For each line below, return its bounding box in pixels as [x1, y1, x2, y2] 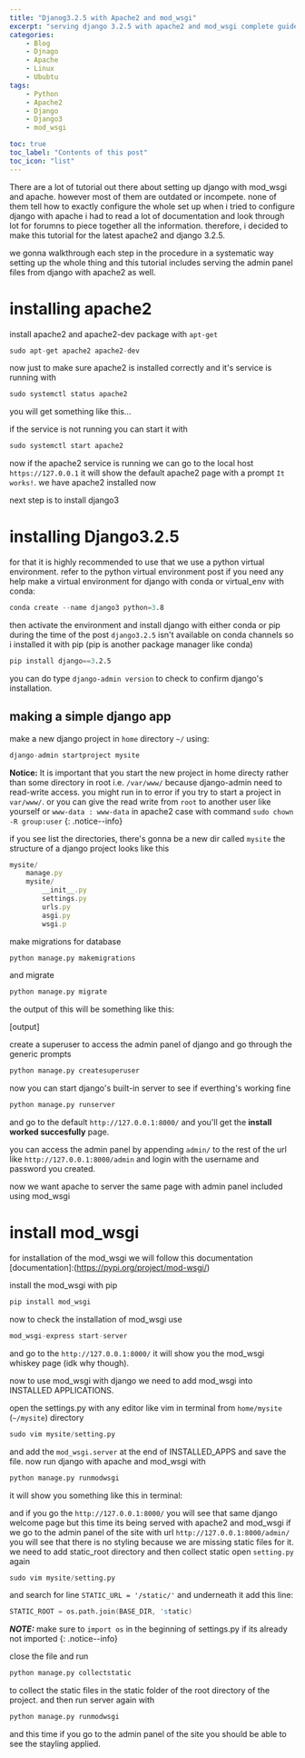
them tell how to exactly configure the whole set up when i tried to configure [9, 201, 295, 212]
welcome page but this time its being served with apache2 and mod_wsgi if [9, 1517, 292, 1528]
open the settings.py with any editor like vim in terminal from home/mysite [9, 1402, 283, 1413]
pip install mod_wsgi [9, 1297, 92, 1306]
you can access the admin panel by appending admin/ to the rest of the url [9, 1144, 288, 1155]
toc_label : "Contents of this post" [9, 148, 148, 157]
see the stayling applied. [9, 1738, 102, 1749]
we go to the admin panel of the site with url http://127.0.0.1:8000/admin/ [9, 1526, 290, 1537]
